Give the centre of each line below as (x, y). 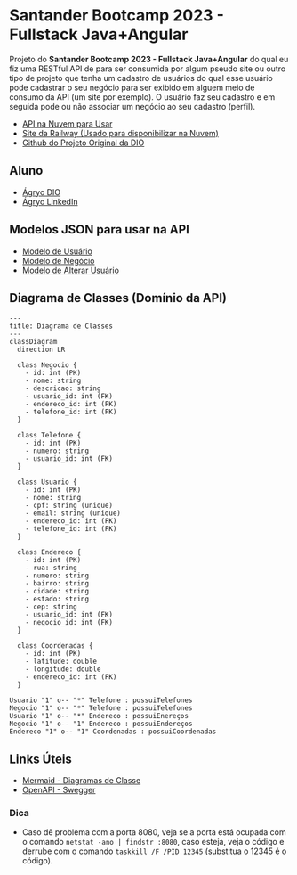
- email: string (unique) (73, 513)
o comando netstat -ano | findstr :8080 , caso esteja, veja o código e (153, 842)
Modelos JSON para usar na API (99, 229)
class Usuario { (47, 482)
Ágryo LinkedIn (50, 201)
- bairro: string (57, 584)
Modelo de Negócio (58, 260)
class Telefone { (49, 436)
